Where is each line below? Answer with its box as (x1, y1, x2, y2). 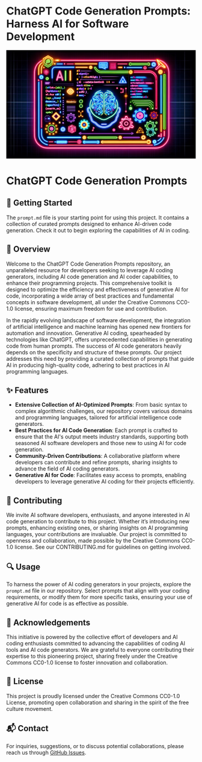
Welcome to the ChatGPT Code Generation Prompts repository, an (6, 260, 171, 267)
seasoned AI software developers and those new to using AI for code (14, 440, 186, 447)
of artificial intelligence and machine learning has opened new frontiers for (6, 323, 191, 330)
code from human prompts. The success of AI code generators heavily (6, 342, 182, 349)
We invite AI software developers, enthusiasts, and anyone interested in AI (6, 511, 191, 519)
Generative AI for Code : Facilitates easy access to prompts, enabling (14, 472, 187, 479)
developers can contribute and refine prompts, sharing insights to (14, 459, 178, 466)
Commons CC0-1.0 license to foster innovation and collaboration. (6, 658, 168, 666)
